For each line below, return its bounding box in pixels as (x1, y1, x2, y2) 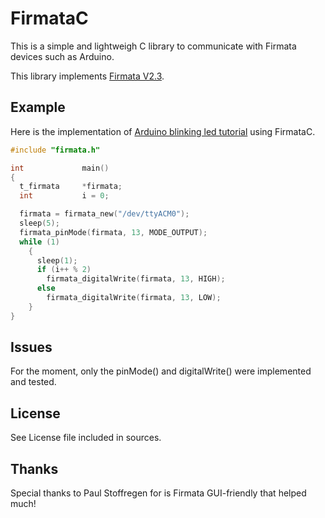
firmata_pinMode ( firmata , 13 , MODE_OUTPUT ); (19, 227, 208, 237)
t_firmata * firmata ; (19, 182, 123, 192)
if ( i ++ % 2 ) (36, 265, 92, 275)
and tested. (10, 376, 57, 388)
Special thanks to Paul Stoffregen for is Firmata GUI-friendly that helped (10, 487, 307, 499)
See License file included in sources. (10, 432, 162, 444)
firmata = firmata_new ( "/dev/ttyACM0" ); (19, 209, 190, 219)
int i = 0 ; (19, 191, 110, 201)
